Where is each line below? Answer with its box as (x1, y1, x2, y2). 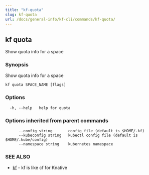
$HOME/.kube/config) (5, 137, 49, 142)
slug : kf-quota (5, 12, 37, 17)
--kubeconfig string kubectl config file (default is (18, 133, 138, 138)
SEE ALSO (5, 153, 31, 160)
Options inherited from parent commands (5, 117, 109, 124)
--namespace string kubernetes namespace (18, 142, 113, 147)
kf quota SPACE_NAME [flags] (5, 82, 66, 87)
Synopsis (5, 61, 29, 68)
